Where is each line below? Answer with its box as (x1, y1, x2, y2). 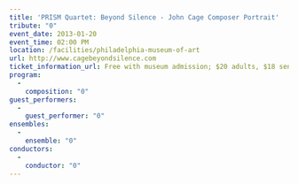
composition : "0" (25, 87, 90, 96)
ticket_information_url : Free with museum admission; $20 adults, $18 (9, 63, 276, 72)
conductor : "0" (25, 161, 82, 170)
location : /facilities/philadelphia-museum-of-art (9, 46, 200, 55)
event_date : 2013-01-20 (9, 29, 98, 38)
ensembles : (9, 120, 50, 129)
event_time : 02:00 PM (9, 37, 90, 47)
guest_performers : (9, 95, 77, 104)
